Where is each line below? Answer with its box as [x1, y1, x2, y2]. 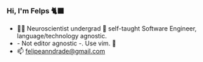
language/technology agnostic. [16, 32, 107, 40]
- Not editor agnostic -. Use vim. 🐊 [16, 39, 117, 47]
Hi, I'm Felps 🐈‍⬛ [6, 6, 65, 15]
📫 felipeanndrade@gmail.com [16, 47, 105, 56]
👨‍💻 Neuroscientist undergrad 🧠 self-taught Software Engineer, [16, 24, 197, 33]
